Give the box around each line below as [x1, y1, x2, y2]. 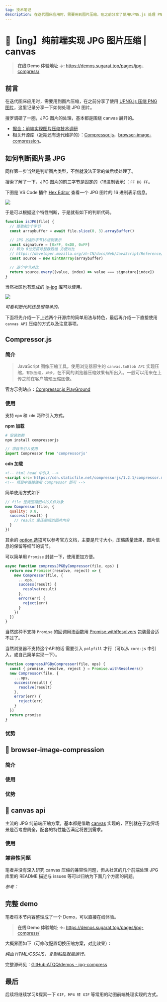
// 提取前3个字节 [9, 223, 41, 229]
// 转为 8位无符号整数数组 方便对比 [9, 247, 75, 252]
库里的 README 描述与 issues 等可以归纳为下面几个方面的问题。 [5, 873, 137, 879]
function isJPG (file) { [5, 220, 55, 224]
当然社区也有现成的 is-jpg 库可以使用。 [5, 284, 85, 290]
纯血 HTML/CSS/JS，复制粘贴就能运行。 [5, 951, 88, 957]
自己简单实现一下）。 [18, 652, 60, 658]
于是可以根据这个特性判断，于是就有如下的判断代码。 [5, 210, 114, 216]
